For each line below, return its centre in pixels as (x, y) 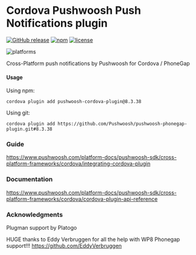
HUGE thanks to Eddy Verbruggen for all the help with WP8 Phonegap (93, 239)
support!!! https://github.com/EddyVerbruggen (64, 246)
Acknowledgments (35, 215)
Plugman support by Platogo (42, 228)
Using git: (18, 113)
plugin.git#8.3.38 (29, 129)
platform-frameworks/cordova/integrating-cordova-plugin (78, 164)
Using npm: (21, 90)
